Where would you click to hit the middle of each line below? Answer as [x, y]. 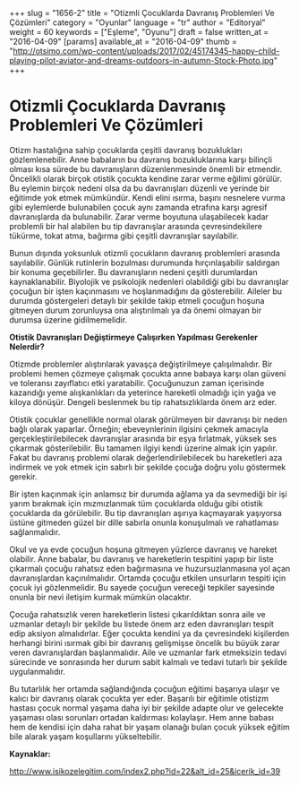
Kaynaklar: [30, 754]
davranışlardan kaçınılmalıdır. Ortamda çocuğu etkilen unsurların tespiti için [148, 578]
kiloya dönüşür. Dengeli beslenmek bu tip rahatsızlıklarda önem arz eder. [143, 401]
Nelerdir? [27, 346]
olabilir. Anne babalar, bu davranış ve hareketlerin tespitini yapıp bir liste [142, 558]
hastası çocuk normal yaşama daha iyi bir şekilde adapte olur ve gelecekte [146, 708]
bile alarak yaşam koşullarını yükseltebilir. [85, 736]
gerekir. [23, 476]
